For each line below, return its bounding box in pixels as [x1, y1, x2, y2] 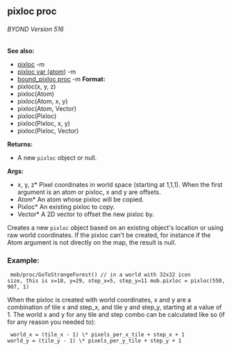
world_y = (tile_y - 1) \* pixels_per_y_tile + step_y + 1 [7, 337, 182, 344]
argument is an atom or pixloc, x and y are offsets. [17, 188, 161, 196]
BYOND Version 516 [7, 24, 64, 33]
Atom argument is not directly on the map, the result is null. [7, 238, 176, 246]
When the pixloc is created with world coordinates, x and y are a [7, 295, 192, 304]
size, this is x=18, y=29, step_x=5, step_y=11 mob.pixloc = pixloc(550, [7, 277, 226, 284]
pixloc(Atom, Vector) [17, 104, 77, 113]
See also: [7, 47, 35, 55]
